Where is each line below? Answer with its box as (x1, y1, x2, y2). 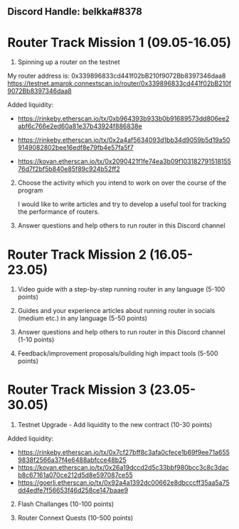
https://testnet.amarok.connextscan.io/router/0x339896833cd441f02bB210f (7, 79, 232, 88)
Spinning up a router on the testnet (17, 58, 120, 66)
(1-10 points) (17, 335, 55, 344)
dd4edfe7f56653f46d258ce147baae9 (17, 486, 129, 495)
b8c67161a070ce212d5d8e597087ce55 (17, 471, 133, 480)
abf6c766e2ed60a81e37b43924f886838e (17, 122, 142, 130)
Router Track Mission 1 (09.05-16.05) (7, 34, 232, 51)
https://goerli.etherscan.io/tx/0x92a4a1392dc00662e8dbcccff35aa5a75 (17, 478, 230, 487)
